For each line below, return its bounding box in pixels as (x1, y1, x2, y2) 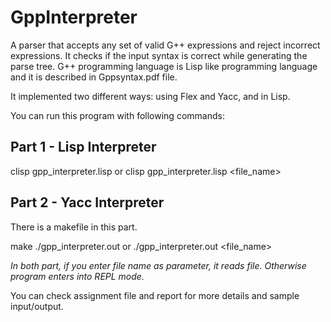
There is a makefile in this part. (10, 221, 138, 233)
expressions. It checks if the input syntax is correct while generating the (10, 49, 308, 61)
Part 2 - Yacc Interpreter (10, 194, 165, 211)
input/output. (10, 300, 64, 312)
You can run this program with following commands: (10, 109, 225, 121)
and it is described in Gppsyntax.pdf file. (10, 71, 178, 83)
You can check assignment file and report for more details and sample (10, 289, 300, 301)
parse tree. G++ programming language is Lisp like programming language (10, 60, 318, 72)
